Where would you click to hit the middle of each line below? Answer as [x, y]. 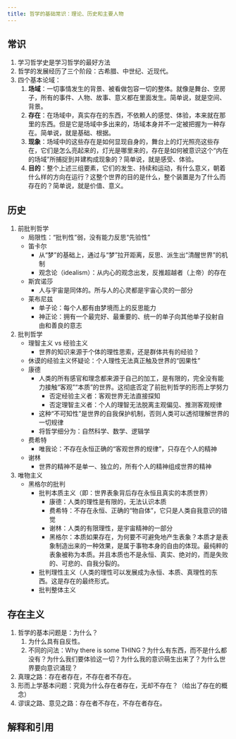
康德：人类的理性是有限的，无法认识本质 [108, 502]
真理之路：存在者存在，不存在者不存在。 [76, 677]
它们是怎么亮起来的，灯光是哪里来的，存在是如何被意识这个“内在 [135, 151]
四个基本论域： [39, 80]
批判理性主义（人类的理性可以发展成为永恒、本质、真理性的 [125, 573]
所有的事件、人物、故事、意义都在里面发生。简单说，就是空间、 [133, 98]
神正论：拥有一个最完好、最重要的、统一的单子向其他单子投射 [128, 317]
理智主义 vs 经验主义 [58, 343]
